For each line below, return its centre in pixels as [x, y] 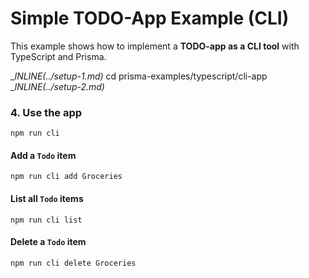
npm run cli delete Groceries [73, 263]
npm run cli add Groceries [66, 177]
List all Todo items [47, 199]
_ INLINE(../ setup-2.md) [57, 86]
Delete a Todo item [48, 242]
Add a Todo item [43, 155]
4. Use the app [46, 112]
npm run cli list [46, 220]
